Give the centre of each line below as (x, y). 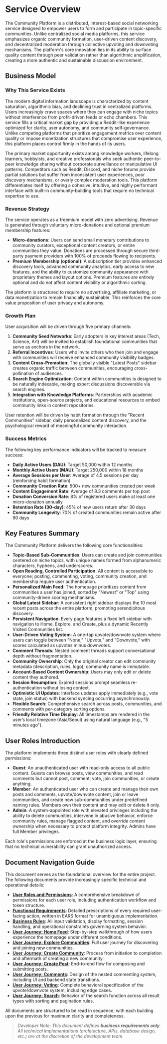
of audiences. (49, 373)
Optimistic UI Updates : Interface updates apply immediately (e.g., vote (85, 693)
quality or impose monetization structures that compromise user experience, (84, 138)
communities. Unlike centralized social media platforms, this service (75, 33)
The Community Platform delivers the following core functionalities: (74, 545)
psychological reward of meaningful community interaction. (66, 425)
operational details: (25, 885)
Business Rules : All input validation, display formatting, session (78, 921)
